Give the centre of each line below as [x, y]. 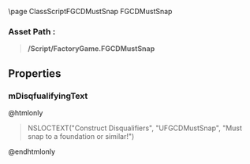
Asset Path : [32, 31]
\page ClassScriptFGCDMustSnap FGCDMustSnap [90, 11]
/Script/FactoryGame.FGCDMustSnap [91, 49]
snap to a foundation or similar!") [81, 136]
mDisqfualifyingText [48, 96]
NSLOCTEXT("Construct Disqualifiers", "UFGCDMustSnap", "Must [135, 128]
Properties [35, 73]
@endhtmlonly [32, 151]
